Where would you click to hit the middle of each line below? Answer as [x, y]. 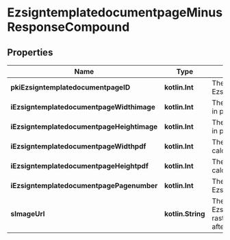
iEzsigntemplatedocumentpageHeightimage [84, 126]
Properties [30, 52]
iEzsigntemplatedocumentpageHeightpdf [80, 166]
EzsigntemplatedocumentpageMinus [115, 13]
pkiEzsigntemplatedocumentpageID [71, 87]
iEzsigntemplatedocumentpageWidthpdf [78, 146]
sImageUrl [28, 214]
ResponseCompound [68, 27]
